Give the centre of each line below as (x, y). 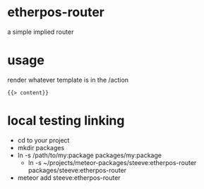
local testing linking (66, 121)
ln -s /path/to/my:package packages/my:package (90, 155)
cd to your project (43, 140)
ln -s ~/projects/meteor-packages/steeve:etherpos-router (112, 162)
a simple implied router (41, 32)
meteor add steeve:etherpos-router (69, 178)
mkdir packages (41, 147)
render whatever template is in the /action (68, 80)
